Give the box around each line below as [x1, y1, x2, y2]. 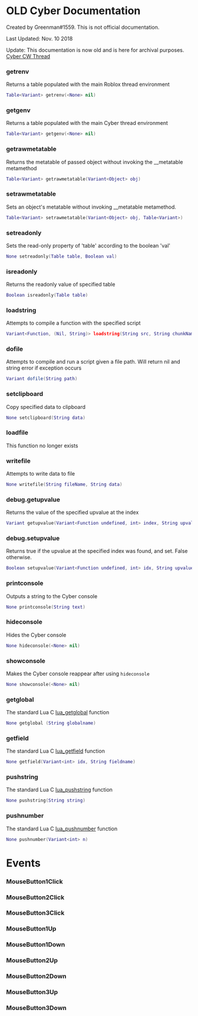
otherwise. [6, 554, 32, 561]
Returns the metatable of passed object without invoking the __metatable [6, 158, 183, 166]
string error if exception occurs [6, 364, 82, 372]
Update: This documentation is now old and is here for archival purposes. [6, 46, 184, 54]
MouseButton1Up [6, 925, 57, 933]
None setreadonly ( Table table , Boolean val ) [6, 253, 117, 259]
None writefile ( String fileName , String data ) [6, 481, 123, 487]
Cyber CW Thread [6, 52, 51, 60]
